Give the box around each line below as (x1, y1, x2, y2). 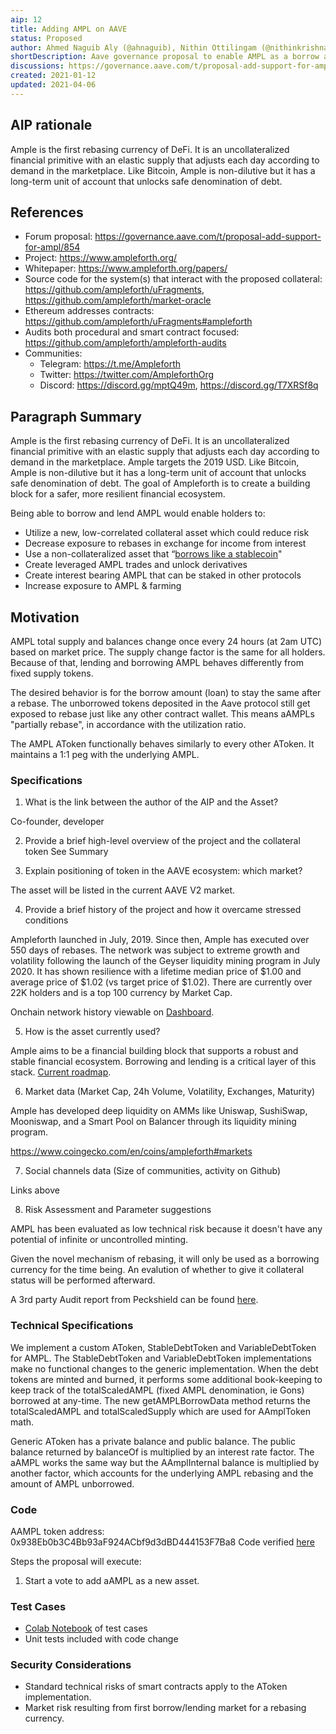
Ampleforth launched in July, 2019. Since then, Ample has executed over (10, 934, 310, 946)
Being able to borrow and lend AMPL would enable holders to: (10, 507, 266, 520)
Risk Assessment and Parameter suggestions (24, 1204, 212, 1216)
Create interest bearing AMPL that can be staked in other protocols (24, 569, 302, 581)
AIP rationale (10, 117, 93, 134)
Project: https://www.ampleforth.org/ (24, 252, 178, 264)
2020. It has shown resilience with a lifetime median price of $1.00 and (10, 966, 302, 978)
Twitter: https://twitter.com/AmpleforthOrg (39, 369, 215, 381)
